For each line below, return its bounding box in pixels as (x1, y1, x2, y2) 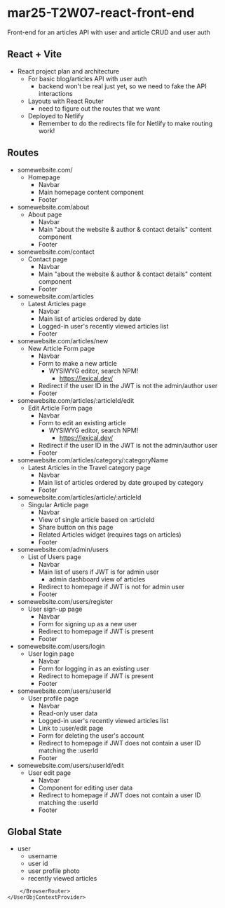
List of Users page (27, 552, 82, 561)
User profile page (27, 694, 79, 702)
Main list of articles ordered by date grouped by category (38, 478, 204, 486)
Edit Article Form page (27, 404, 93, 412)
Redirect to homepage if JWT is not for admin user (38, 582, 185, 591)
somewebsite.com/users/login (17, 642, 105, 650)
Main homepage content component (38, 188, 144, 196)
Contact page (27, 254, 68, 263)
